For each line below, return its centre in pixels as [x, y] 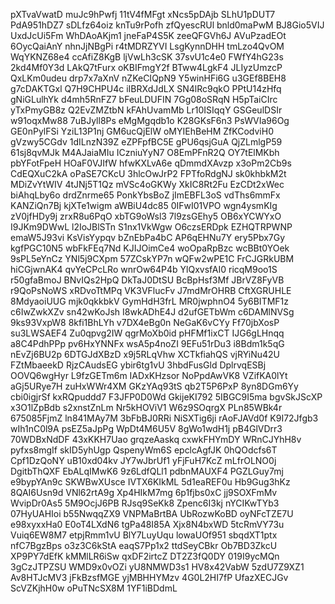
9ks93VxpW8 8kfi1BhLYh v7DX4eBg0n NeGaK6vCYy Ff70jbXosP [145, 322]
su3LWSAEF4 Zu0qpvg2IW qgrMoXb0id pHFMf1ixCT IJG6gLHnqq [147, 333]
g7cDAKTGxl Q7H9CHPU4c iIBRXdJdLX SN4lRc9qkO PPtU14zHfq [146, 88]
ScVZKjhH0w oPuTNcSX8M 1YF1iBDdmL [94, 588]
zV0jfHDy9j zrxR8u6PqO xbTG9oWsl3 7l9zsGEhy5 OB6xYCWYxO [146, 216]
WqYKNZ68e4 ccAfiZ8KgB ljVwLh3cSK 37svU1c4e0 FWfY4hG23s [147, 57]
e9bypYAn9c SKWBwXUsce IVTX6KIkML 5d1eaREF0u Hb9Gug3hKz [150, 482]
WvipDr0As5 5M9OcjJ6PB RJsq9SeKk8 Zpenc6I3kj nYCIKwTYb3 [145, 503]
